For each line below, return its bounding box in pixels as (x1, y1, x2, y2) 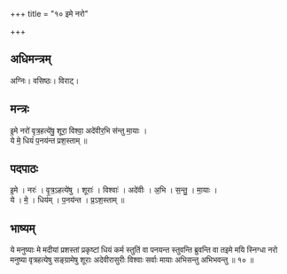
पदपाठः (10, 161, 39, 176)
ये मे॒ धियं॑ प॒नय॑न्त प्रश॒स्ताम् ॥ (10, 135, 88, 145)
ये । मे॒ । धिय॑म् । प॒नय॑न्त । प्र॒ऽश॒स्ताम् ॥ (10, 195, 125, 206)
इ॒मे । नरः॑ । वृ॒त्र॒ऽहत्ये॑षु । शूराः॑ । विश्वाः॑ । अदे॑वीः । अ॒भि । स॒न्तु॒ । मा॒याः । (10, 184, 218, 195)
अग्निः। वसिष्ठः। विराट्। (10, 75, 80, 86)
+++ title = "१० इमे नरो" (10, 9, 89, 19)
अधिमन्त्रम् (10, 51, 51, 67)
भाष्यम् (10, 221, 35, 236)
